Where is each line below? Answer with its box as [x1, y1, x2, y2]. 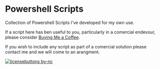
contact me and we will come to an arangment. [5, 49, 100, 55]
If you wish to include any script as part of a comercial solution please [5, 44, 147, 49]
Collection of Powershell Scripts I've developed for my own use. [5, 20, 134, 25]
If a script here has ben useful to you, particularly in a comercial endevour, [5, 29, 156, 35]
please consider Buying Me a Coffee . [5, 34, 80, 40]
